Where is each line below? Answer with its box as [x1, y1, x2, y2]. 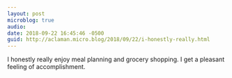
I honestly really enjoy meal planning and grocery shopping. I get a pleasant [7, 55, 225, 63]
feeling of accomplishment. [7, 63, 86, 71]
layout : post [7, 10, 45, 17]
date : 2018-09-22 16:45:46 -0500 [7, 29, 105, 37]
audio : [7, 23, 26, 30]
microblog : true [7, 17, 54, 24]
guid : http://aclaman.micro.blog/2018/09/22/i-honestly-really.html [7, 36, 210, 43]
